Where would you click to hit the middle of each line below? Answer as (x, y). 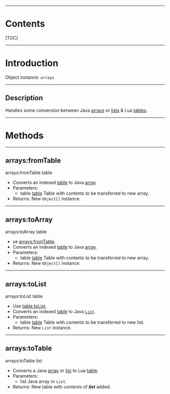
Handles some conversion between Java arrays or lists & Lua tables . (76, 110)
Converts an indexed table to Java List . (54, 312)
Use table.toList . (30, 306)
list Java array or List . (43, 381)
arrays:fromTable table (29, 173)
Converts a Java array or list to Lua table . (55, 370)
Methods (25, 135)
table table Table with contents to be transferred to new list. (82, 322)
